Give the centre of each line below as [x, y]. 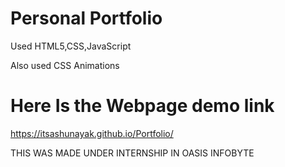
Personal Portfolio [86, 18]
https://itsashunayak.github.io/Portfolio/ [92, 133]
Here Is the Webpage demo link [142, 106]
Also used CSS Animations [65, 65]
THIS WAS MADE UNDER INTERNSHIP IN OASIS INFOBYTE [132, 153]
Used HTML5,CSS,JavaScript [71, 46]
